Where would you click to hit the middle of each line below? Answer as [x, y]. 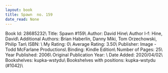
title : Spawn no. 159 [29, 15]
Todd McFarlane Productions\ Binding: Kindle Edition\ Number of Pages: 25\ [84, 50]
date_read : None [22, 19]
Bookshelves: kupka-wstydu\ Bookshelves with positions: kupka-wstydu [80, 60]
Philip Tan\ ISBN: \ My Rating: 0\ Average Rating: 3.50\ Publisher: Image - [81, 44]
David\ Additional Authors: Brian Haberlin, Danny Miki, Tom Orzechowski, [81, 39]
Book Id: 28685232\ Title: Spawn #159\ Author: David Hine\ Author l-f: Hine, [84, 34]
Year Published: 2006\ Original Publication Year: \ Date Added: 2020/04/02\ [84, 55]
